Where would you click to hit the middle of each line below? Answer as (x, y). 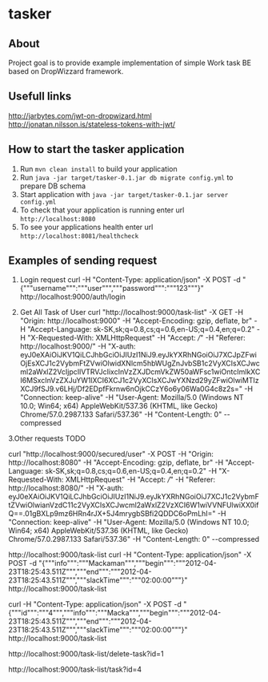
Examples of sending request (83, 261)
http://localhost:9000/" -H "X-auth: (78, 346)
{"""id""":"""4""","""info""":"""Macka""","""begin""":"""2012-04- (115, 613)
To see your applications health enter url (86, 227)
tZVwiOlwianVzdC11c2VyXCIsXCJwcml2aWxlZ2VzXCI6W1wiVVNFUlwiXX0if (134, 505)
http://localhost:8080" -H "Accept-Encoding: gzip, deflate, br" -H (116, 462)
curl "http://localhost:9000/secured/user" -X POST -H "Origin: (111, 454)
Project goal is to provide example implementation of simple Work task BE (130, 63)
